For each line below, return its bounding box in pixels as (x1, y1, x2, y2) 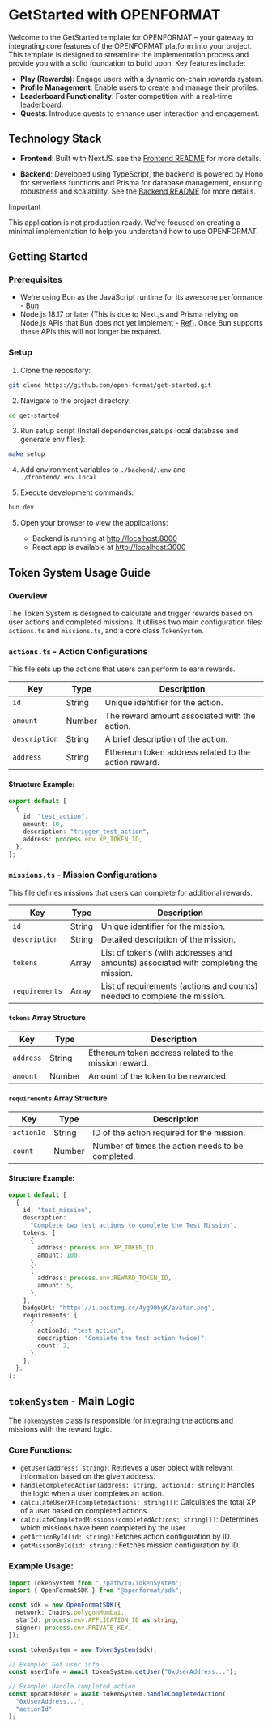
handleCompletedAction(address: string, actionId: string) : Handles (19, 1480, 255, 1490)
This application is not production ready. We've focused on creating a (8, 217, 240, 228)
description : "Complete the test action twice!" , (37, 1334, 208, 1342)
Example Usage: (8, 1560, 74, 1572)
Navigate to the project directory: (19, 395, 131, 406)
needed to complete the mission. (100, 990, 226, 1002)
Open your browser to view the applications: (19, 518, 168, 528)
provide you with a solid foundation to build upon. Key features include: (8, 58, 246, 68)
